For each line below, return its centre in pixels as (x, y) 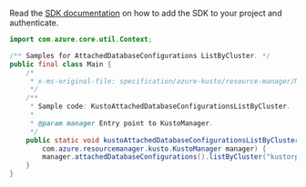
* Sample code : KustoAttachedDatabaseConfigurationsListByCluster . (160, 107)
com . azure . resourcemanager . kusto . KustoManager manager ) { (154, 149)
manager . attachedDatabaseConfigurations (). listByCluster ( (154, 157)
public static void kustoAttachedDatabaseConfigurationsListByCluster (163, 140)
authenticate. (34, 23)
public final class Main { (61, 64)
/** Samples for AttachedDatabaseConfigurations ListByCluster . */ (140, 55)
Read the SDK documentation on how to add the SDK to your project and (146, 13)
